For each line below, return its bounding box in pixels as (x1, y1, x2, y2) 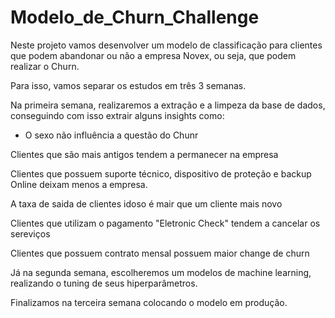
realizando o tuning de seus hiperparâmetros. (10, 277, 198, 289)
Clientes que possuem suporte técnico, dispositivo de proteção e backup (10, 167, 312, 180)
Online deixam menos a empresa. (10, 178, 148, 190)
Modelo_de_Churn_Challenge (10, 6, 260, 29)
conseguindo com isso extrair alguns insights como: (10, 109, 225, 121)
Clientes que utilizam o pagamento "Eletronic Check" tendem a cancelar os (10, 217, 321, 229)
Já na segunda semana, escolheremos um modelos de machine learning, (10, 266, 312, 278)
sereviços (10, 227, 51, 240)
